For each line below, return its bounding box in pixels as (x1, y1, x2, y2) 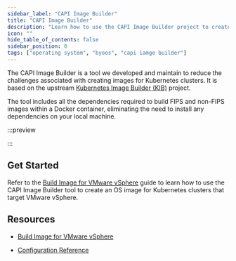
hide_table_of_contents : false (7, 36, 99, 43)
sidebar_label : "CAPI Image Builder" (7, 10, 118, 18)
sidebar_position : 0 (7, 43, 68, 50)
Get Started (7, 159, 59, 172)
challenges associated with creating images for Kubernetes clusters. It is (7, 76, 218, 84)
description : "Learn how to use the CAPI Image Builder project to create (7, 23, 231, 30)
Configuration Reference (17, 246, 89, 254)
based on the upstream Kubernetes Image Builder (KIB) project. (7, 83, 191, 92)
